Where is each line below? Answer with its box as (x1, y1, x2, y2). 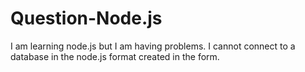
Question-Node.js (10, 7, 163, 30)
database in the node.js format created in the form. (10, 50, 220, 62)
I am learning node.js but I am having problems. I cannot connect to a (10, 40, 296, 52)
